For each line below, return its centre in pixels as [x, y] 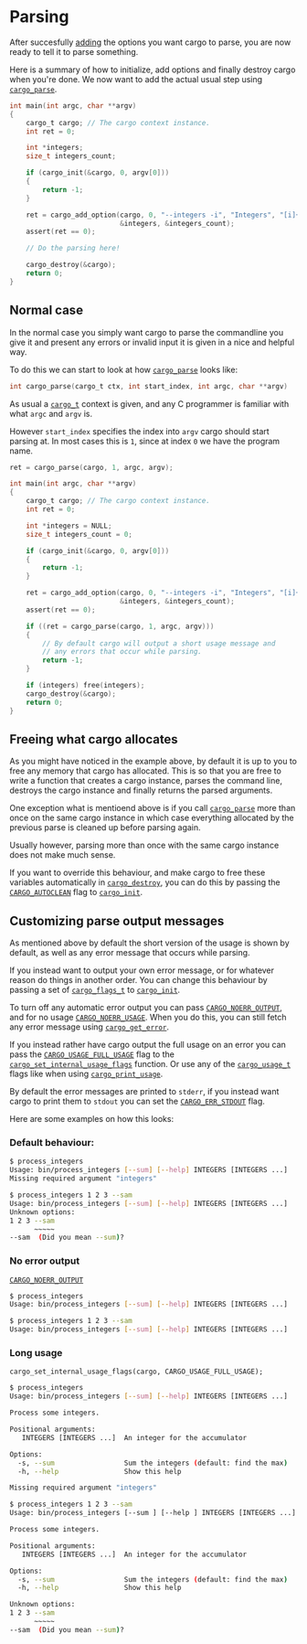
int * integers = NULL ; [69, 526]
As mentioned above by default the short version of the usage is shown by [149, 943]
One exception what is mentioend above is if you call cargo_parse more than [153, 808]
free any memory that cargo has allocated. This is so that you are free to [145, 771]
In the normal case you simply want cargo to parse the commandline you [147, 332]
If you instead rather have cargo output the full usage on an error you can [148, 1045]
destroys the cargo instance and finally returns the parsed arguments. [141, 790]
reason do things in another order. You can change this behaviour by [138, 980]
